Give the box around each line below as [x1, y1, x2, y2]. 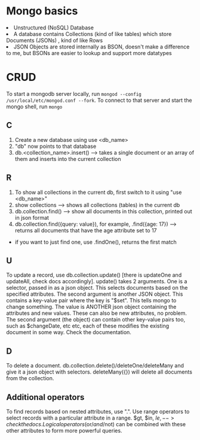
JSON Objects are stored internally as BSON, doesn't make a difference [14, 43, 190, 50]
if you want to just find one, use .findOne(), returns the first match [14, 238, 177, 245]
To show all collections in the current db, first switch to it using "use [14, 189, 182, 196]
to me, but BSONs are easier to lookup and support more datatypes [6, 49, 172, 56]
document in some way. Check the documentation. [6, 329, 131, 336]
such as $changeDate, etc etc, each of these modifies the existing [6, 322, 170, 330]
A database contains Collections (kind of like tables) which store [14, 30, 172, 37]
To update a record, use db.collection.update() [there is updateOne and [6, 271, 182, 279]
